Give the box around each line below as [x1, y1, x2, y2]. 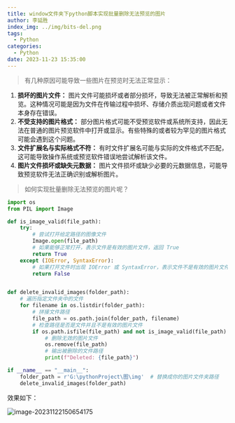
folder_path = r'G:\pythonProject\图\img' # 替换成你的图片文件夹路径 [20, 373, 219, 380]
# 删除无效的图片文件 [44, 335, 99, 342]
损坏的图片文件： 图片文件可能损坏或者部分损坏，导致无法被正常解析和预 [17, 90, 228, 99]
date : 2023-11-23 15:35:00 [7, 56, 86, 63]
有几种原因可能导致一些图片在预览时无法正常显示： [24, 76, 172, 84]
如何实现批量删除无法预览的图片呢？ [24, 184, 129, 193]
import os [7, 199, 36, 206]
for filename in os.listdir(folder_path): [20, 302, 145, 309]
